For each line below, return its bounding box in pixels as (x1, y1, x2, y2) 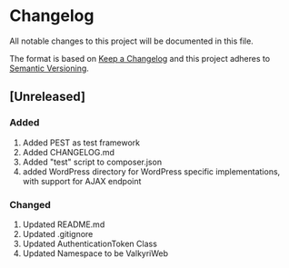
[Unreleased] (9, 89, 86, 104)
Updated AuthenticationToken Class (22, 238, 157, 249)
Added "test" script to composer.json (22, 156, 162, 167)
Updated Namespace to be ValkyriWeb (22, 247, 169, 259)
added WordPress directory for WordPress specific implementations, (22, 165, 281, 177)
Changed (9, 198, 52, 211)
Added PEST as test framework (22, 137, 141, 148)
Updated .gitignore (22, 228, 94, 239)
